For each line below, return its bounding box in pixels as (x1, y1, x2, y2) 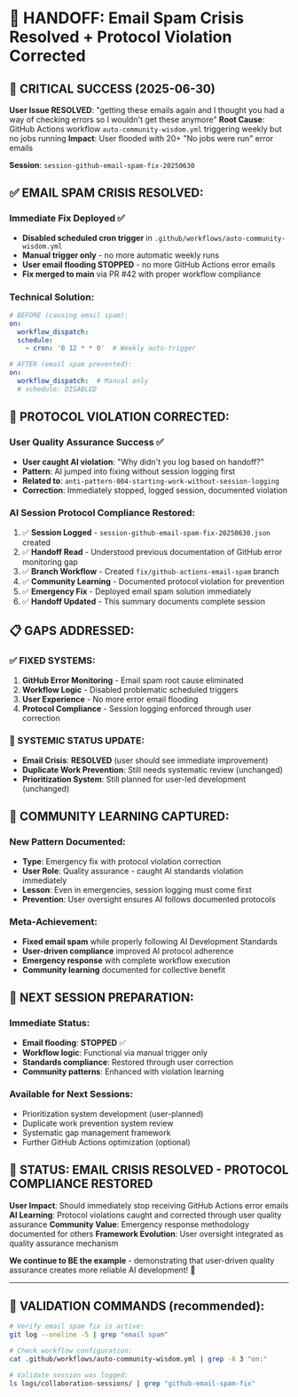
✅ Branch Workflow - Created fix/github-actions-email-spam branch (21, 566, 279, 576)
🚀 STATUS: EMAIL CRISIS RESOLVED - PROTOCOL (9, 1162, 289, 1177)
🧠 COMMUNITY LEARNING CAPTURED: (9, 809, 230, 824)
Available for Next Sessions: (9, 1088, 134, 1101)
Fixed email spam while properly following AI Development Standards (21, 935, 278, 946)
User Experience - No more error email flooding (21, 694, 199, 704)
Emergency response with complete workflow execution (21, 955, 231, 966)
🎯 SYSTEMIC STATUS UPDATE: (9, 735, 145, 747)
